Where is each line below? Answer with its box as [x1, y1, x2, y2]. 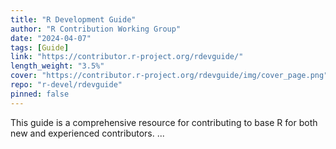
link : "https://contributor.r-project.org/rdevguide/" [10, 52, 244, 62]
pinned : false [10, 89, 70, 99]
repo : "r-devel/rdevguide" [10, 80, 123, 90]
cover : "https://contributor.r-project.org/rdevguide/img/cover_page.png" [10, 71, 329, 81]
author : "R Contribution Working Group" [10, 24, 182, 34]
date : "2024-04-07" [10, 33, 92, 43]
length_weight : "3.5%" [10, 61, 105, 71]
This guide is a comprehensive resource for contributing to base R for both [10, 116, 318, 128]
